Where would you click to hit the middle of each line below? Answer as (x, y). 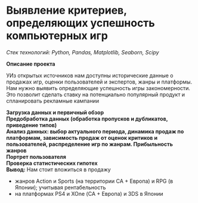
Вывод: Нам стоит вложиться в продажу (59, 169)
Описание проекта (31, 64)
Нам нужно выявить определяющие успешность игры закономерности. (98, 88)
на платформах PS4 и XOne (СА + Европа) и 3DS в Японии (89, 193)
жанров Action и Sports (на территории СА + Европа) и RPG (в (94, 181)
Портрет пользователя (36, 156)
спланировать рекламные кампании (53, 101)
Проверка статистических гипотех (52, 163)
